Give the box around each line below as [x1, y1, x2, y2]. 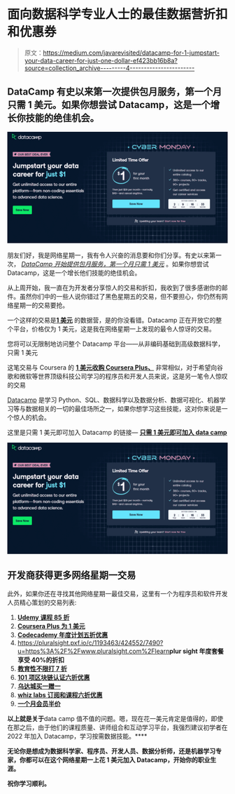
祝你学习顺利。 [7, 779, 50, 788]
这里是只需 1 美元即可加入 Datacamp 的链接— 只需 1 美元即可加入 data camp [7, 428, 227, 436]
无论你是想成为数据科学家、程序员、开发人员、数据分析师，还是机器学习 [7, 746, 215, 755]
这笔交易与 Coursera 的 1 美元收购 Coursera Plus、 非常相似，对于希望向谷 [7, 363, 224, 372]
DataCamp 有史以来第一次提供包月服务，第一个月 [7, 86, 222, 98]
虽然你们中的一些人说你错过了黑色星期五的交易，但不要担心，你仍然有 [19, 292, 222, 300]
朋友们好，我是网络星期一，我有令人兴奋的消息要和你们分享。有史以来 [7, 250, 210, 260]
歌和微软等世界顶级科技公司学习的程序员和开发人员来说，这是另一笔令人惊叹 [7, 372, 228, 380]
